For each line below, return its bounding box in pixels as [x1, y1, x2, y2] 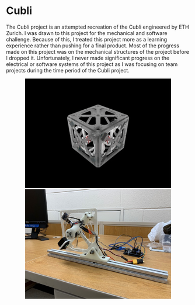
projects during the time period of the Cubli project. [6, 67, 130, 74]
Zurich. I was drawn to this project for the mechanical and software [6, 29, 168, 36]
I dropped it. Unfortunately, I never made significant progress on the [6, 54, 170, 61]
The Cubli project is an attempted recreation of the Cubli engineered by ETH [6, 23, 189, 30]
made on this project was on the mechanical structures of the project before [6, 48, 190, 55]
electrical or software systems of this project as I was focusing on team [6, 60, 178, 68]
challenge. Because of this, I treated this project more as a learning [6, 36, 168, 43]
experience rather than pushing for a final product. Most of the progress [6, 42, 180, 49]
